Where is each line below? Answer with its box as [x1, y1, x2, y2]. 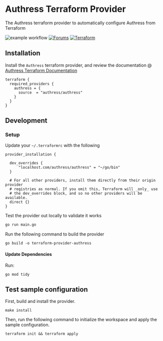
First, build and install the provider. [5, 298, 76, 304]
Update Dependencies [5, 251, 52, 257]
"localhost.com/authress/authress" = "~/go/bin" [18, 165, 121, 170]
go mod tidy [5, 272, 30, 277]
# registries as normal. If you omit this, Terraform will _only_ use [9, 187, 158, 192]
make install [5, 308, 32, 313]
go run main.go [5, 222, 37, 227]
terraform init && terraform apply [5, 332, 79, 337]
